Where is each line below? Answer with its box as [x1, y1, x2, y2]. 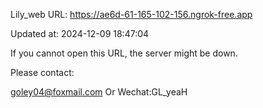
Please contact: [10, 67, 75, 78]
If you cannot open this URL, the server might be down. [10, 47, 238, 59]
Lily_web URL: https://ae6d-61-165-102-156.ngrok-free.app [10, 9, 253, 20]
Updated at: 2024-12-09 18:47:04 [10, 28, 150, 39]
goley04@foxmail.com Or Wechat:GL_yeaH [10, 86, 188, 98]
